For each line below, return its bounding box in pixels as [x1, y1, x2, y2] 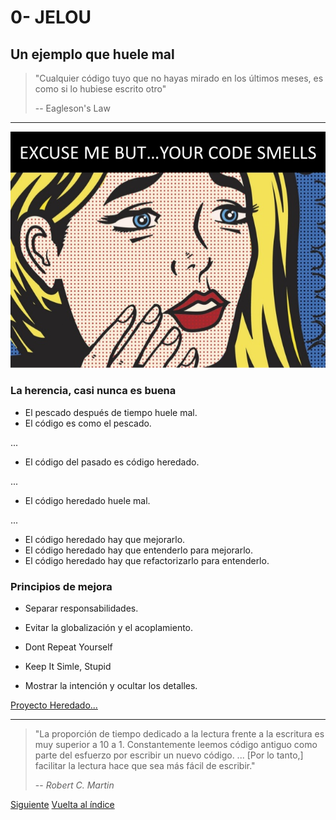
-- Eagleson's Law [34, 102, 111, 114]
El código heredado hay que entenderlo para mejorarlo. [24, 544, 254, 556]
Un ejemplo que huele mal [10, 46, 175, 63]
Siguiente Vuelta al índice [10, 798, 115, 810]
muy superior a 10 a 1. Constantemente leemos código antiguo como [34, 738, 318, 750]
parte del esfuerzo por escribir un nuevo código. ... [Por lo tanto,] [34, 749, 304, 761]
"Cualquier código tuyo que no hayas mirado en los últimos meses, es [34, 72, 324, 84]
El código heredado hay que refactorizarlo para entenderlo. [24, 554, 270, 566]
